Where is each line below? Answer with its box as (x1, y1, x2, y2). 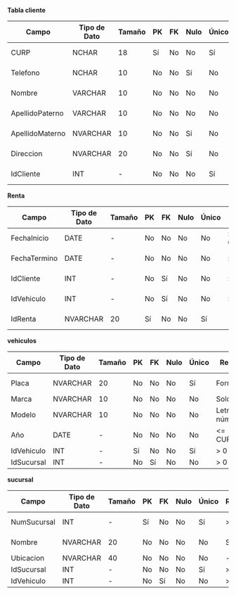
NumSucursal (11, 517, 56, 527)
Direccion (11, 149, 43, 158)
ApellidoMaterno (11, 129, 66, 138)
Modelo (11, 410, 37, 419)
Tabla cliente (7, 6, 46, 14)
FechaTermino (11, 253, 58, 263)
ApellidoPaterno (11, 108, 65, 118)
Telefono (11, 68, 40, 77)
